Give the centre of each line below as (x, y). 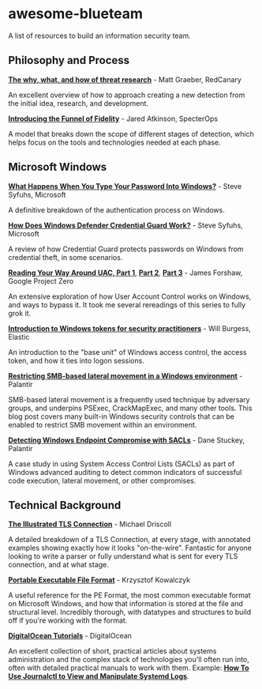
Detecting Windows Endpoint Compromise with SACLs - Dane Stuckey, (126, 440)
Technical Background (65, 505)
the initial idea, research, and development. (78, 103)
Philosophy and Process (69, 60)
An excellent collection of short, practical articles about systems (112, 651)
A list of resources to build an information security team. (99, 36)
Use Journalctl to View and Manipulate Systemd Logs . (99, 676)
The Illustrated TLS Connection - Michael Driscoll (90, 524)
